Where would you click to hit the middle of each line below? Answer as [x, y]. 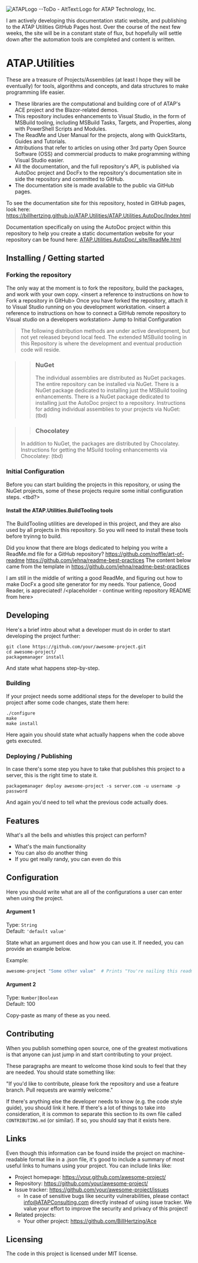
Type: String [22, 924]
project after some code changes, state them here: [68, 702]
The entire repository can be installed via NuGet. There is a [107, 384]
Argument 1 [21, 912]
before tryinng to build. [34, 536]
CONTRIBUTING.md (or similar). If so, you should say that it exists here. [88, 1120]
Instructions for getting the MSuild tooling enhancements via [94, 450]
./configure [21, 713]
